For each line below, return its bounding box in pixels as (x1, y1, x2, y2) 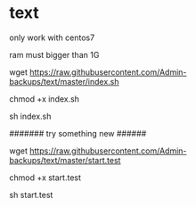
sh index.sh (9, 111, 52, 121)
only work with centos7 (9, 32, 95, 43)
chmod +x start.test (9, 172, 82, 183)
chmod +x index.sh (9, 93, 80, 104)
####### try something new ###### (9, 128, 147, 138)
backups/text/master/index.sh (9, 76, 119, 87)
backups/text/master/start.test (9, 154, 121, 165)
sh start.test (9, 189, 53, 200)
